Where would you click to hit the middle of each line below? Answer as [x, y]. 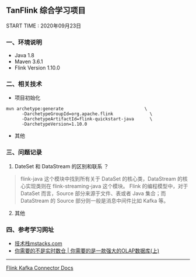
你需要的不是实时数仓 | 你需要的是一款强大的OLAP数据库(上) [87, 251]
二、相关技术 [24, 84]
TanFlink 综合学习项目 [46, 11]
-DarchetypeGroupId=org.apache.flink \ [87, 114]
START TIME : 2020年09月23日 [44, 26]
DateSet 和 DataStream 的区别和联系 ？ [62, 166]
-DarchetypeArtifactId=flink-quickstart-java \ [87, 119]
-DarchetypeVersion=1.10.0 [54, 124]
